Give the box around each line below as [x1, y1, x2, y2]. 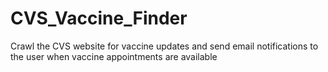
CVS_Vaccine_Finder [10, 7, 188, 30]
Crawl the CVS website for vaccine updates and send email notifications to [10, 40, 319, 52]
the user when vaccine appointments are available [10, 50, 218, 62]
